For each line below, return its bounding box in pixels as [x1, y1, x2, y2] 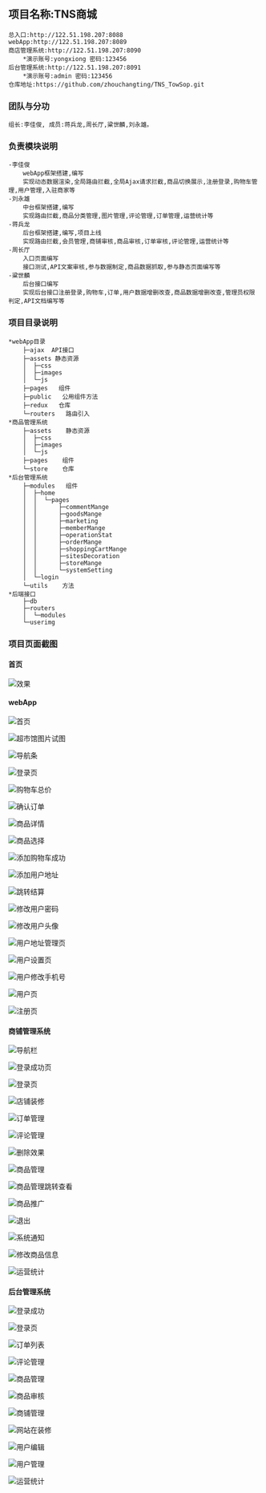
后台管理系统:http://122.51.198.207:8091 [8, 63, 142, 71]
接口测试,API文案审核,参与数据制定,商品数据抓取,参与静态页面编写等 [22, 263, 221, 271]
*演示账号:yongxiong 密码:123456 [22, 55, 127, 63]
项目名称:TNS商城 [8, 7, 98, 22]
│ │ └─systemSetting [22, 566, 113, 574]
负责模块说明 [8, 141, 58, 152]
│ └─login [22, 573, 59, 581]
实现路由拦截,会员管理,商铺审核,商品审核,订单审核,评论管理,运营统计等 [22, 237, 230, 246]
